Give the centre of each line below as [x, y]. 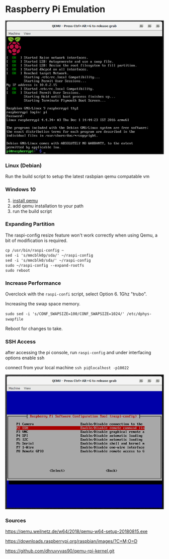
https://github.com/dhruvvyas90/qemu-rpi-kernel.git [60, 551]
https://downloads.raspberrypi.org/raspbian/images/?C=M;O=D [71, 541]
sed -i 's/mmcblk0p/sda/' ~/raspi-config [49, 255]
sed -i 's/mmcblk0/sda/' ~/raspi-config [48, 260]
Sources [16, 520]
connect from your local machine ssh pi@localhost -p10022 [67, 368]
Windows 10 [21, 190]
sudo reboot [18, 270]
